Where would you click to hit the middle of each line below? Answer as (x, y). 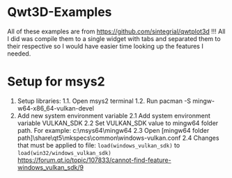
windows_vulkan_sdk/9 (50, 167)
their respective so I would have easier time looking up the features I (105, 46)
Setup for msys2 (56, 82)
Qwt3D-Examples (60, 12)
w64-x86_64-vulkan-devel (55, 108)
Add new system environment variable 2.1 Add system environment (114, 115)
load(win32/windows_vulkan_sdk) (64, 153)
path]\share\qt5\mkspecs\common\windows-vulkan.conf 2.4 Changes (118, 138)
